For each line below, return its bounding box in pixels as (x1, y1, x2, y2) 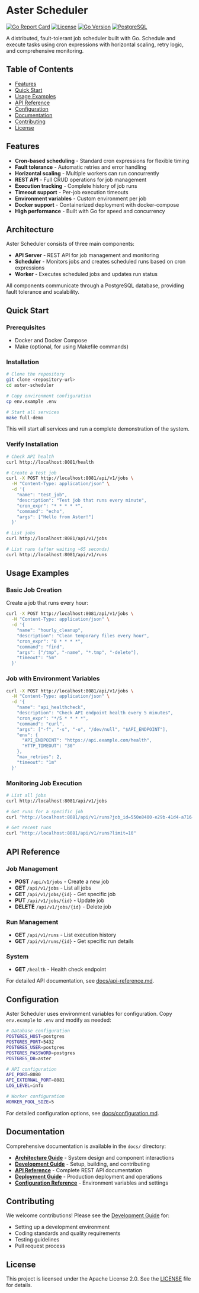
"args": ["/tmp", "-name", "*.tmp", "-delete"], (17, 649, 139, 655)
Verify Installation (6, 440, 59, 448)
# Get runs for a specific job (6, 808, 84, 814)
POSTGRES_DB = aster (6, 1055, 52, 1061)
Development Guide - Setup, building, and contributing (14, 1160, 150, 1167)
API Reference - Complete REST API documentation (14, 1166, 143, 1173)
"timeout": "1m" (17, 759, 57, 765)
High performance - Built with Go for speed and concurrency (14, 207, 165, 214)
